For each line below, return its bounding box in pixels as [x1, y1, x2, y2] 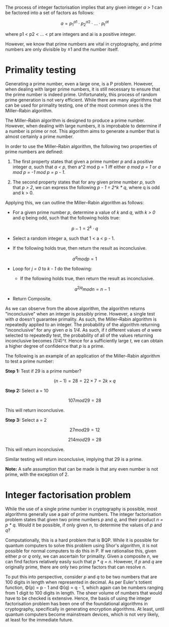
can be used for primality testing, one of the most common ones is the [5, 102, 151, 108]
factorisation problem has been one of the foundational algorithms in [5, 601, 148, 607]
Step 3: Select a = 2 [5, 417, 47, 423]
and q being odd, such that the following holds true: [12, 215, 120, 221]
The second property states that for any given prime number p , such [12, 179, 155, 185]
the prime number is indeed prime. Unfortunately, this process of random [5, 92, 157, 98]
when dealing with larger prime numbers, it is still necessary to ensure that [5, 86, 160, 93]
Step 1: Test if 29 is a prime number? [5, 368, 82, 374]
